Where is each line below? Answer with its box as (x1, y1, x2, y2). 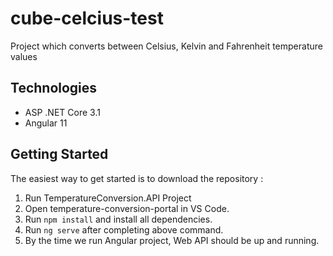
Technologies (10, 80, 98, 97)
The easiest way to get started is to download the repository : (10, 172, 264, 184)
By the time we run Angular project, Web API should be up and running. (24, 234, 320, 246)
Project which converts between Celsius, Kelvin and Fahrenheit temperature (10, 40, 323, 52)
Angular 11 (24, 117, 68, 129)
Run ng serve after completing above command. (24, 223, 224, 236)
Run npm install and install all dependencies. (24, 213, 213, 225)
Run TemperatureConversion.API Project (24, 192, 192, 204)
